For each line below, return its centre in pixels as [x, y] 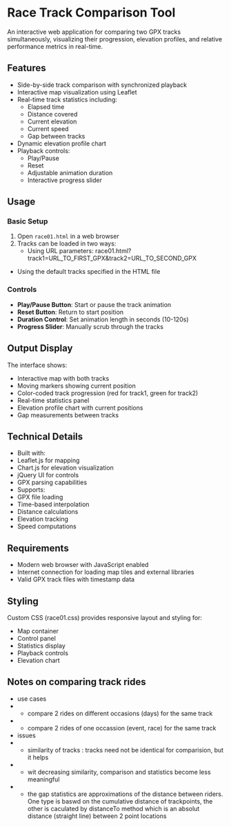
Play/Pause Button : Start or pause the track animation [94, 304]
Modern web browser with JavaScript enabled [83, 565]
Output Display [40, 349]
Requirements [38, 548]
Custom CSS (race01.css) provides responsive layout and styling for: [104, 617]
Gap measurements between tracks [68, 415]
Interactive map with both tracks [63, 378]
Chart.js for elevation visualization [65, 468]
